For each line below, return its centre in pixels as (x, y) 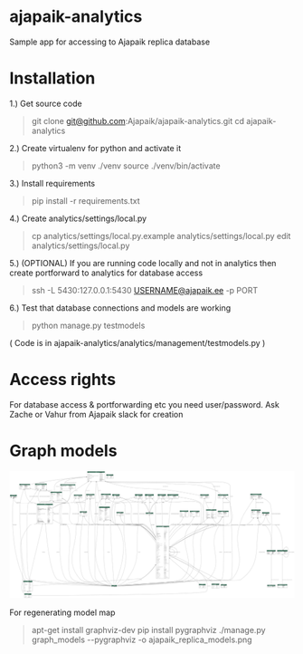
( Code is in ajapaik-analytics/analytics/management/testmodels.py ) (137, 342)
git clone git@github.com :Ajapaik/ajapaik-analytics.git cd (138, 120)
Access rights (62, 380)
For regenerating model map (62, 612)
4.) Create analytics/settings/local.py (78, 218)
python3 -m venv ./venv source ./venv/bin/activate (126, 166)
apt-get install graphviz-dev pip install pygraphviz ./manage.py (148, 630)
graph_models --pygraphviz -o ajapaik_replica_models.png (142, 640)
